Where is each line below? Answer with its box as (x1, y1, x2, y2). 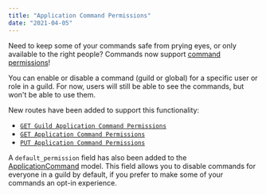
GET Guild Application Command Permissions (19, 122, 167, 130)
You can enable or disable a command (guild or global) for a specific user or (8, 73, 258, 82)
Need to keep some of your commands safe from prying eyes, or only (8, 40, 237, 50)
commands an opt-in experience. (8, 178, 117, 187)
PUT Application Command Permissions (19, 139, 146, 147)
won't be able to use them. (8, 90, 96, 99)
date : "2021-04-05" (8, 19, 73, 27)
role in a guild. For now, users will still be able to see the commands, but (8, 81, 244, 91)
